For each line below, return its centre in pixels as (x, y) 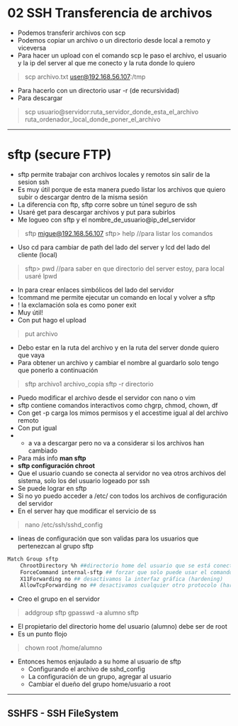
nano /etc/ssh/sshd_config (64, 524)
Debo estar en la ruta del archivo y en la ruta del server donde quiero (118, 347)
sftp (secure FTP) (59, 155)
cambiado (43, 450)
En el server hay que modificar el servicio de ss (87, 511)
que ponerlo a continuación (58, 370)
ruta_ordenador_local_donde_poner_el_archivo (92, 119)
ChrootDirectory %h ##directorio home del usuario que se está (115, 565)
